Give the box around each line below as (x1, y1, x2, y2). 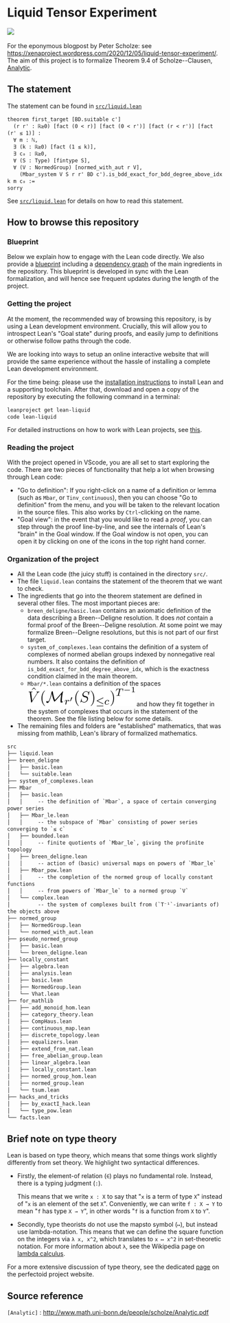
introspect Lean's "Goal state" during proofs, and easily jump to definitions (7, 329, 218, 337)
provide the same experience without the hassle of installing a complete (7, 357, 211, 365)
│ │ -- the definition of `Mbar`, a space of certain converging (7, 798, 216, 805)
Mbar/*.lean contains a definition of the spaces (27, 679, 161, 688)
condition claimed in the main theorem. (27, 672, 138, 681)
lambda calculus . (16, 1249, 66, 1258)
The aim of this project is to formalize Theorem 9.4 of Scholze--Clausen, (7, 56, 213, 65)
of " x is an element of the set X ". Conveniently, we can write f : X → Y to (16, 1200, 223, 1208)
